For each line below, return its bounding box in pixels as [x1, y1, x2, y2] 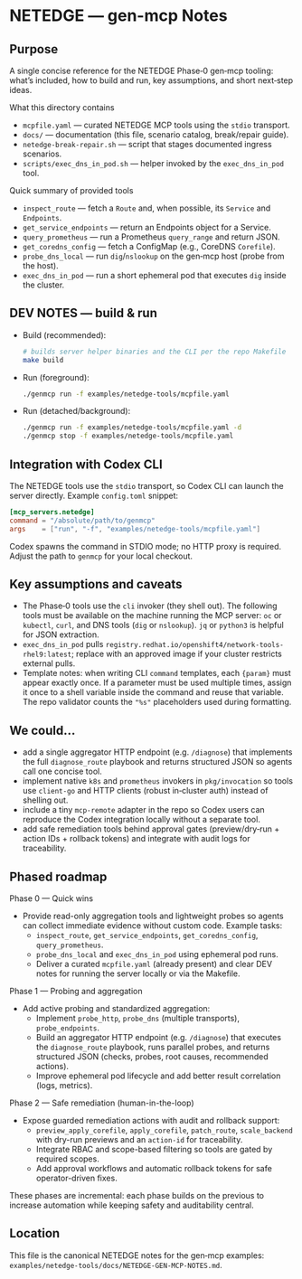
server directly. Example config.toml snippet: [9, 490, 179, 501]
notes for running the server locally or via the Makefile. [35, 968, 241, 979]
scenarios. [22, 148, 62, 159]
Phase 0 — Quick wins [9, 893, 93, 904]
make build [22, 355, 64, 364]
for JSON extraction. [22, 629, 99, 640]
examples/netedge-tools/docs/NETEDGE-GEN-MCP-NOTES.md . [9, 1259, 223, 1270]
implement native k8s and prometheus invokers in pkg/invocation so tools [22, 776, 294, 786]
